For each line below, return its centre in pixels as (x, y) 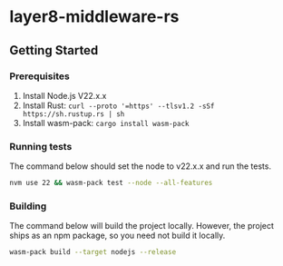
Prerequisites (39, 76)
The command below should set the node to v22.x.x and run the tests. (141, 166)
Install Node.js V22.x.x (64, 95)
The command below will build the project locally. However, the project (142, 226)
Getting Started (54, 50)
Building (28, 206)
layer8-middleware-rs (94, 17)
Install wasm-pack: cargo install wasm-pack (106, 123)
